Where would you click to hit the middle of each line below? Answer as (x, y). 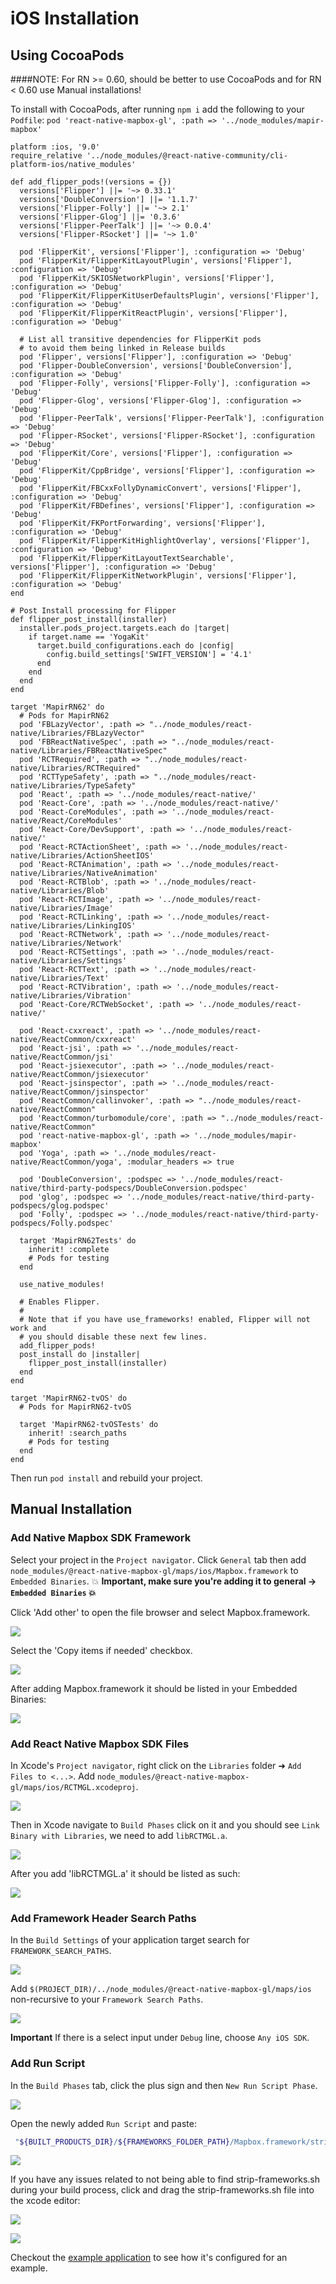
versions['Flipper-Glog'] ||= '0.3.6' (100, 217)
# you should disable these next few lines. (113, 1337)
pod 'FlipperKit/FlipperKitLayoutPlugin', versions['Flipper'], (156, 261)
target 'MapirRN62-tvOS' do (69, 1398)
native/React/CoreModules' (66, 821)
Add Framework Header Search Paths (103, 1918)
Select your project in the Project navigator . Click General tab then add (158, 1559)
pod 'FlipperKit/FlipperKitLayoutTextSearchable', (127, 558)
